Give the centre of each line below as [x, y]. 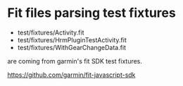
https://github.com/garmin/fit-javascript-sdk [71, 75]
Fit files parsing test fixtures [91, 13]
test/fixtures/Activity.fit [51, 32]
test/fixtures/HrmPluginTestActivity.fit [72, 39]
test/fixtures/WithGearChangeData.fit [72, 47]
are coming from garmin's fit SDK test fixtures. [75, 61]
